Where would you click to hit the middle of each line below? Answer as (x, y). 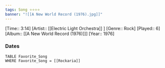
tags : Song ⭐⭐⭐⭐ (23, 10)
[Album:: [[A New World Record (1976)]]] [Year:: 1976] (60, 34)
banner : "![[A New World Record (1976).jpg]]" (54, 14)
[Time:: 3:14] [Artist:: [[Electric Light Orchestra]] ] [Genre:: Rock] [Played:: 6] (83, 28)
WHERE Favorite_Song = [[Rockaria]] (43, 61)
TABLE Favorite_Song (26, 56)
